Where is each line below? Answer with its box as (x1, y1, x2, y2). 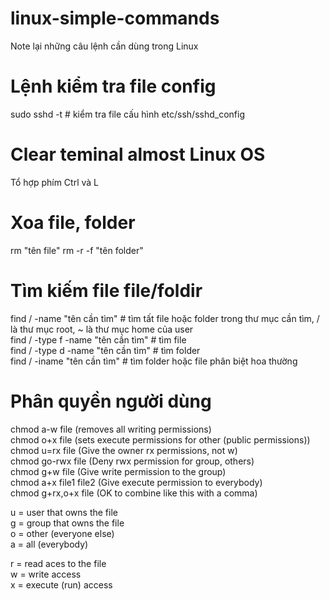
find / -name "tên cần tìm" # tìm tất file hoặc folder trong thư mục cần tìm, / (10, 312, 320, 324)
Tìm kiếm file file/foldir (10, 279, 203, 302)
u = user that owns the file (10, 506, 118, 518)
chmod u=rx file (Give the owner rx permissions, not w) (10, 444, 238, 456)
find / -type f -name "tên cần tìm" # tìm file (10, 333, 187, 346)
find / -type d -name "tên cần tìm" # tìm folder (10, 344, 201, 356)
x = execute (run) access (10, 578, 113, 591)
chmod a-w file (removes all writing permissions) (10, 423, 212, 435)
